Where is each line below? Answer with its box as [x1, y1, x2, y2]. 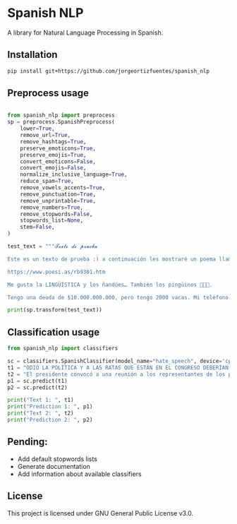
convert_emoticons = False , [20, 157, 97, 165]
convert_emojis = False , [20, 165, 87, 172]
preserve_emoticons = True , [20, 145, 97, 152]
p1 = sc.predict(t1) [7, 377, 68, 384]
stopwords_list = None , [20, 217, 83, 224]
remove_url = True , [20, 132, 71, 139]
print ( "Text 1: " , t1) [7, 397, 74, 404]
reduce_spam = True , [20, 178, 74, 185]
